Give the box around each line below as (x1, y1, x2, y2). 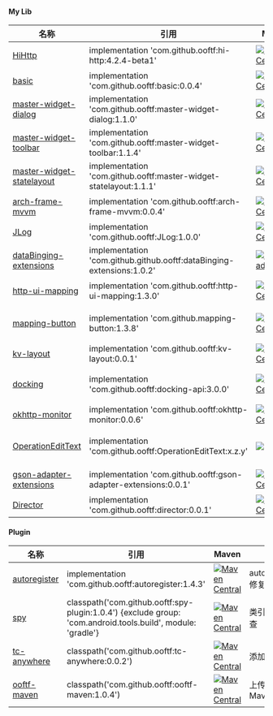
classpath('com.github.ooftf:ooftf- (66, 679, 198, 690)
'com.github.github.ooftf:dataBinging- (89, 255, 235, 266)
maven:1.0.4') (66, 689, 121, 701)
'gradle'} (66, 628, 99, 639)
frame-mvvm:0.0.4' (89, 206, 166, 218)
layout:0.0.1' (89, 353, 138, 364)
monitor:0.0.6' (89, 414, 144, 425)
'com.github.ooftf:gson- (149, 469, 243, 481)
